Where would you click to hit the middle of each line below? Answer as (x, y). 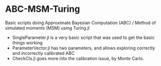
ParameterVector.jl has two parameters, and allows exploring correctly (83, 48)
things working (27, 42)
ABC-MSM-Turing (43, 9)
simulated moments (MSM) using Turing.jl (47, 28)
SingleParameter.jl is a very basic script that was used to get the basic (83, 37)
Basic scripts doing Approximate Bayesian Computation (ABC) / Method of (80, 23)
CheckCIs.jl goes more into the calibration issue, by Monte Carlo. (78, 58)
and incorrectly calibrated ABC (43, 53)
